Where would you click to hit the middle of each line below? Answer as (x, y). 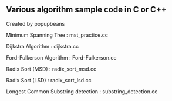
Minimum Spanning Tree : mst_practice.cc (57, 35)
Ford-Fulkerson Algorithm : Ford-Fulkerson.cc (61, 57)
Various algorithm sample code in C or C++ (87, 10)
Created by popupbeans (36, 23)
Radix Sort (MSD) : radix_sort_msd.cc (51, 69)
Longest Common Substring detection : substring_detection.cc (82, 91)
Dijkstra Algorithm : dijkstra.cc (43, 46)
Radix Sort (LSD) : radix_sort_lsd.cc (49, 80)
